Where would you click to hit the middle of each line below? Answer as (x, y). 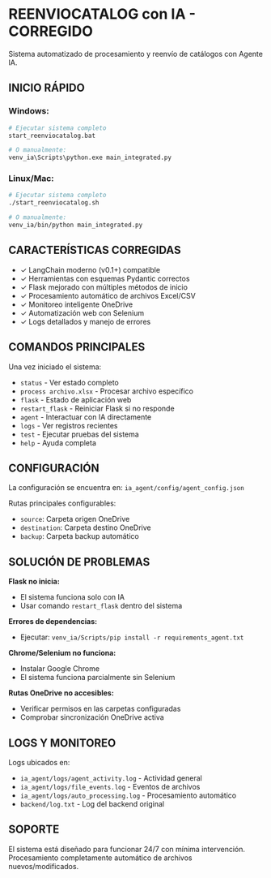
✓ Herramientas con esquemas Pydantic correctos (105, 278)
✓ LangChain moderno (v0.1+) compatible (90, 269)
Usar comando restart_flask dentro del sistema (101, 606)
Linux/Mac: (31, 179)
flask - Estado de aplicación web (76, 399)
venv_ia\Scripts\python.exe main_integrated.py (90, 158)
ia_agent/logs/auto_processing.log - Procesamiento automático (128, 795)
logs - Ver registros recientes (69, 425)
